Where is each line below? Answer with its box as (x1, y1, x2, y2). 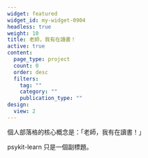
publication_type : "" (20, 95, 82, 102)
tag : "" (20, 82, 42, 89)
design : (7, 101, 30, 108)
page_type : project (13, 56, 71, 63)
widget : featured (7, 10, 58, 17)
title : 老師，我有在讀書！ (7, 36, 77, 43)
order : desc (13, 69, 49, 76)
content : (7, 50, 33, 57)
